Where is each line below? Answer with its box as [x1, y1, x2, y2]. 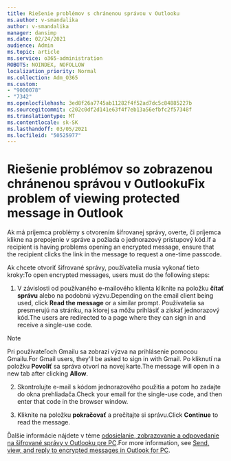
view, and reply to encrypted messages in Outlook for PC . [7, 446, 170, 455]
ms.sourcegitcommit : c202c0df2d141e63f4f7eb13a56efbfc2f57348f [7, 106, 192, 113]
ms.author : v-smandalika [7, 17, 78, 23]
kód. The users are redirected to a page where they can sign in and [16, 314, 206, 322]
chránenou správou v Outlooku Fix [7, 176, 206, 192]
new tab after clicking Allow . [7, 369, 89, 378]
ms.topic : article [7, 49, 60, 56]
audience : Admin [7, 42, 54, 49]
